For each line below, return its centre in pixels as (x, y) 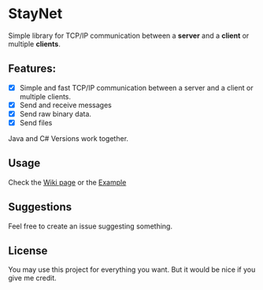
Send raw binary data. (56, 113)
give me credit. (32, 278)
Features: (32, 69)
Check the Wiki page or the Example (67, 182)
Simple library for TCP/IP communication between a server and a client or (129, 35)
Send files (36, 122)
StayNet (35, 14)
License (28, 251)
